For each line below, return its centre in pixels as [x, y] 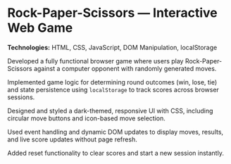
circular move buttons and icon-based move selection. [86, 118]
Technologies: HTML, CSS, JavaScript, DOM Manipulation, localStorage [112, 47]
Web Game [40, 28]
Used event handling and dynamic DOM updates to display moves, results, [115, 132]
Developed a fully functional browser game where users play [95, 61]
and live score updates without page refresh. [72, 139]
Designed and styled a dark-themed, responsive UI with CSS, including [110, 111]
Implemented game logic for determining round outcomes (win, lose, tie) [112, 82]
